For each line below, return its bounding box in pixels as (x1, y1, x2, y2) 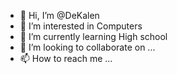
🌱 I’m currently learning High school (19, 31, 168, 42)
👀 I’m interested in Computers (19, 20, 143, 32)
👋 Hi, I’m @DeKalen (19, 10, 100, 21)
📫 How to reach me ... (19, 53, 113, 64)
